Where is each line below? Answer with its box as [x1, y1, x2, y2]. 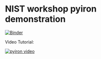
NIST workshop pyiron [5, 3, 97, 15]
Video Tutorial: [5, 39, 34, 44]
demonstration [5, 14, 66, 25]
